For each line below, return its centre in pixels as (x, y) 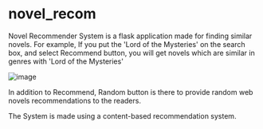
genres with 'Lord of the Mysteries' (66, 61)
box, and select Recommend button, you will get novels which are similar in (131, 53)
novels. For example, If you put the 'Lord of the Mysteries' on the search (127, 44)
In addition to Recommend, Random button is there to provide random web (131, 92)
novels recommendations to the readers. (75, 100)
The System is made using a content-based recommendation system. (122, 115)
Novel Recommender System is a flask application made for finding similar (130, 36)
